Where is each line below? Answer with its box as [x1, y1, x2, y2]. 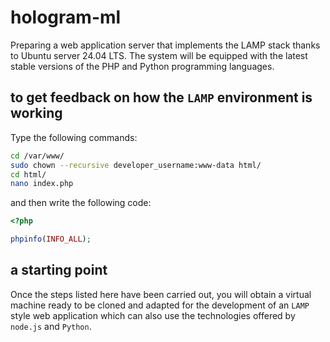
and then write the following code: [10, 197, 152, 209]
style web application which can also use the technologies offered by [10, 309, 296, 321]
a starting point [10, 262, 108, 279]
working [10, 105, 63, 122]
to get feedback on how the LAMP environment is [10, 89, 313, 106]
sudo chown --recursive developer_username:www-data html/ [10, 160, 262, 170]
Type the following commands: [10, 131, 138, 143]
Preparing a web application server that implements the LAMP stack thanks [10, 39, 321, 51]
